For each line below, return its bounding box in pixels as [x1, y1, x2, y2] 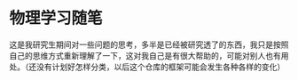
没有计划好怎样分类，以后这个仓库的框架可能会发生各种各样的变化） [35, 61, 286, 72]
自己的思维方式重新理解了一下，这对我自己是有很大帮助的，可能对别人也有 [9, 50, 281, 60]
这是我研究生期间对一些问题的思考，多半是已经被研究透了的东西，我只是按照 [9, 39, 289, 50]
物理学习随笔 [9, 8, 104, 28]
